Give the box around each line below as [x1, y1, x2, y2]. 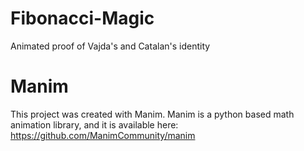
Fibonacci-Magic [10, 7, 155, 30]
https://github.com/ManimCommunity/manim [10, 129, 196, 141]
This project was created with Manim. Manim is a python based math [10, 108, 295, 120]
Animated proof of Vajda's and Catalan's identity [10, 40, 211, 52]
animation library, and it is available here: [10, 118, 179, 131]
